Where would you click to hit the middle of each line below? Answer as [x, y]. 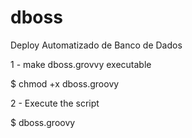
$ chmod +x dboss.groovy [65, 83]
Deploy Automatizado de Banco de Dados [96, 45]
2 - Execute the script [55, 103]
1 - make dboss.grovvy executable [81, 64]
